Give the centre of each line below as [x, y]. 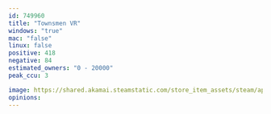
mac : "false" [30, 38]
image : [19, 90]
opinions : [25, 97]
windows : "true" [35, 31]
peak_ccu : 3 [28, 75]
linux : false [30, 46]
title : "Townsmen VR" [45, 23]
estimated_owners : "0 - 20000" [61, 68]
